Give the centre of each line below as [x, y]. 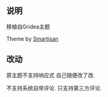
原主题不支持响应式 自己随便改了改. [51, 75]
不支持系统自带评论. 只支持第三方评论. [54, 88]
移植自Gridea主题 [28, 27]
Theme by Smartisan [33, 39]
